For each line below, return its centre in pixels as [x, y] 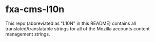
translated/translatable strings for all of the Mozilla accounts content [77, 28]
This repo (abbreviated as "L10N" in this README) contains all [71, 23]
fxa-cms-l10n [35, 9]
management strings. [28, 34]
